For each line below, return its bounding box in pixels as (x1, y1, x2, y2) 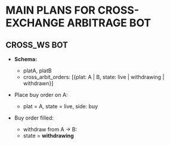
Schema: (14, 56, 37, 62)
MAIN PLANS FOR (5, 4, 96, 17)
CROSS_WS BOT (5, 40, 68, 50)
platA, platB (23, 67, 52, 74)
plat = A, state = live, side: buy (23, 103, 98, 110)
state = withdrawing (23, 132, 74, 139)
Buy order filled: (14, 114, 54, 121)
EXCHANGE (5, 16, 65, 30)
